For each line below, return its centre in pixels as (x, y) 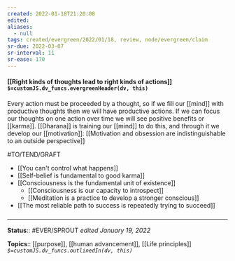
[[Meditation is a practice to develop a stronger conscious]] (113, 198)
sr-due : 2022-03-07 (36, 46)
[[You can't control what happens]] (68, 168)
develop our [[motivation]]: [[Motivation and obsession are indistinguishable (116, 133)
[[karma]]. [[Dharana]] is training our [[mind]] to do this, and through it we (114, 126)
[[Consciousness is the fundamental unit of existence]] (97, 182)
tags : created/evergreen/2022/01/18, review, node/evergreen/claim (108, 40)
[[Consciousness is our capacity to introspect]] (96, 190)
